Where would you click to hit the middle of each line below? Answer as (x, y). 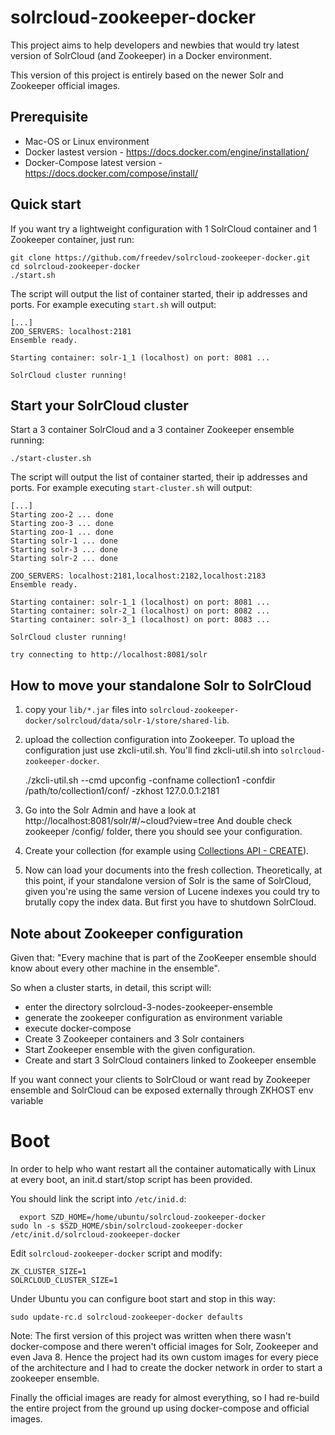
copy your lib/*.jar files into (86, 710)
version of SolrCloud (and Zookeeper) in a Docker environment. (141, 55)
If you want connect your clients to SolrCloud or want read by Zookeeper (160, 1079)
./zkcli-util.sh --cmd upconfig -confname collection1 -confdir (150, 780)
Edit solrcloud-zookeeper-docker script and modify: (116, 1253)
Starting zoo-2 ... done (62, 515)
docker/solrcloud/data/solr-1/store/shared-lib (125, 721)
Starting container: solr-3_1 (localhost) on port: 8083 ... (140, 620)
